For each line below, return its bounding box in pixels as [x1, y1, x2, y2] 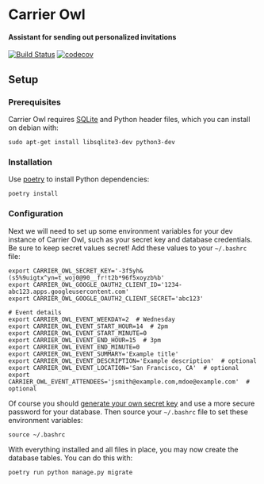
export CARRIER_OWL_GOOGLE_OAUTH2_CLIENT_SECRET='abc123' [8, 295, 204, 303]
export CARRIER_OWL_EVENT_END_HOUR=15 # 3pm [8, 336, 161, 344]
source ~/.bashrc [8, 430, 66, 439]
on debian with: [8, 123, 59, 132]
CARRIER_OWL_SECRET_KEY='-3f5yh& [33, 267, 144, 275]
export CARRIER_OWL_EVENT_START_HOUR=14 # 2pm [8, 322, 169, 330]
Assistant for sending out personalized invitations [8, 32, 177, 41]
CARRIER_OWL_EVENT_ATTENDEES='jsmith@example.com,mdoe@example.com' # [8, 378, 250, 386]
